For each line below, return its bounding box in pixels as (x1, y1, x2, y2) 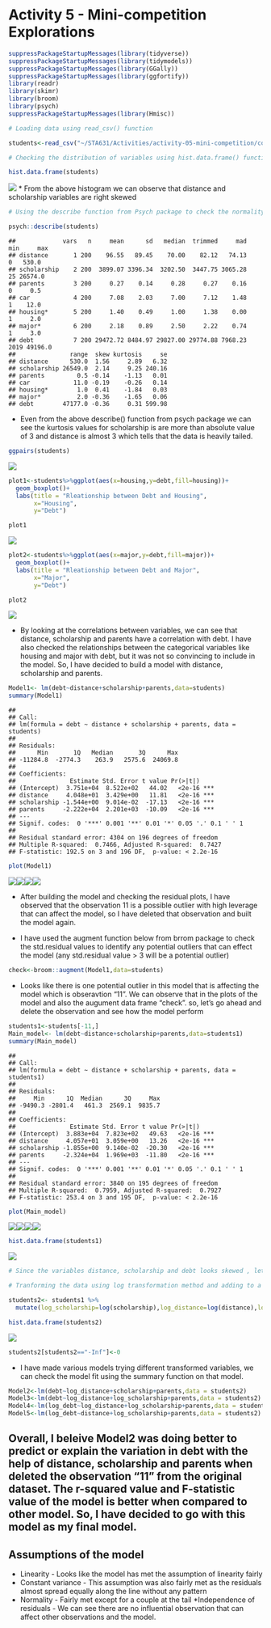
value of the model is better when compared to (8, 1495, 248, 1509)
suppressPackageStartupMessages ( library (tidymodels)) (8, 57, 194, 66)
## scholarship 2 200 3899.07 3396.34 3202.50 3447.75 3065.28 (8, 265, 248, 274)
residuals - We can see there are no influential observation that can (19, 1604, 244, 1613)
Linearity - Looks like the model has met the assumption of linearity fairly (19, 1569, 263, 1579)
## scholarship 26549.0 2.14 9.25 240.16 (8, 365, 168, 373)
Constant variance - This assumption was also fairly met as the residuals (19, 1578, 262, 1588)
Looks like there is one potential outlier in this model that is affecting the (19, 980, 260, 990)
